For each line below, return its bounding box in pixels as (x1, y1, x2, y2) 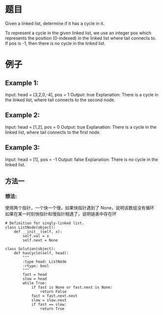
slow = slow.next (31, 298, 67, 303)
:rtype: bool (23, 264, 49, 269)
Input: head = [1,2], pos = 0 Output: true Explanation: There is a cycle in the (5, 124, 157, 130)
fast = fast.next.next (31, 293, 78, 298)
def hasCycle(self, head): (14, 251, 69, 256)
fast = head (23, 272, 47, 277)
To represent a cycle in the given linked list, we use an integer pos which (5, 30, 152, 36)
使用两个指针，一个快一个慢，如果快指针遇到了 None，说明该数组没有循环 (5, 205, 155, 211)
